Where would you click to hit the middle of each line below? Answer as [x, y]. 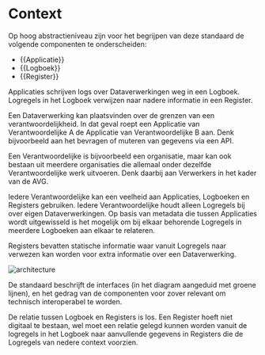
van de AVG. [28, 181]
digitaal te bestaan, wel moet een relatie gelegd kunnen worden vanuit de [128, 325]
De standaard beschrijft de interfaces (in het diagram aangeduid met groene [132, 284]
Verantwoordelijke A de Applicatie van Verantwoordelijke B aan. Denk [121, 132]
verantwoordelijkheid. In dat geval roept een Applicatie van [104, 124]
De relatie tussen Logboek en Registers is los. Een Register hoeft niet [121, 317]
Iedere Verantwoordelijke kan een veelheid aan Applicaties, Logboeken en [129, 197]
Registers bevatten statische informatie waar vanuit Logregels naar [117, 246]
